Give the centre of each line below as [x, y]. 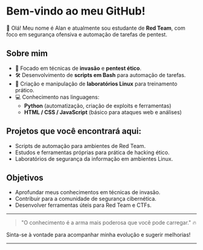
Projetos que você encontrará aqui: [74, 131]
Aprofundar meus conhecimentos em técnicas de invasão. [88, 192]
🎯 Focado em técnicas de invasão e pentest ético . [78, 68]
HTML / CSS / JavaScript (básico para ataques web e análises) [103, 112]
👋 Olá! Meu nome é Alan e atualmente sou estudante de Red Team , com [96, 28]
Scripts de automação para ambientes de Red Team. [80, 146]
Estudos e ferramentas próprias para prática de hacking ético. [92, 152]
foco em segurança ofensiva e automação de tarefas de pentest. [87, 34]
